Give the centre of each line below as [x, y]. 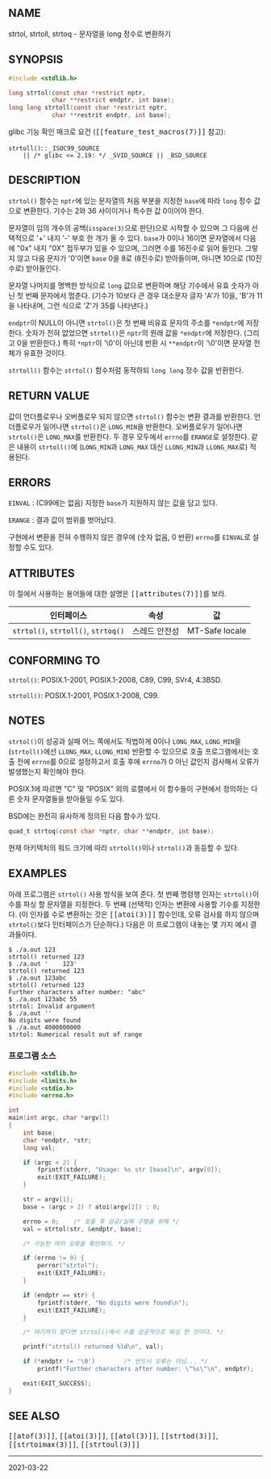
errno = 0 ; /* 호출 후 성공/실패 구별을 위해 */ [101, 1222]
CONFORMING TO [54, 660]
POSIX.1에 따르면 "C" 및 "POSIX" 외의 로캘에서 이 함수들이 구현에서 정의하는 [129, 788]
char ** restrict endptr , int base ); [113, 100]
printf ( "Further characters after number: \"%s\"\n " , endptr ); [146, 1369]
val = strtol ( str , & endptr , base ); [83, 1229]
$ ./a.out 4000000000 [45, 1027]
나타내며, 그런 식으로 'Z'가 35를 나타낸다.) [83, 305]
